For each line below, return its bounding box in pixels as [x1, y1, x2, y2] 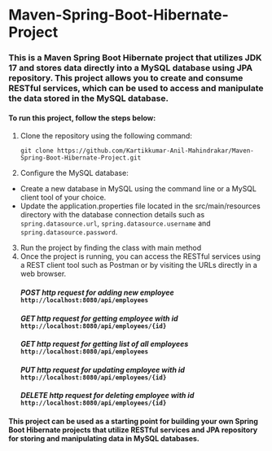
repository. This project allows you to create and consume [8, 72, 243, 84]
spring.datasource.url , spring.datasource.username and [20, 218, 211, 229]
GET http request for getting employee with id [20, 313, 178, 323]
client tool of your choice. [20, 193, 107, 203]
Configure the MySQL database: [20, 169, 129, 178]
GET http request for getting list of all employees [20, 339, 189, 349]
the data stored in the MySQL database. [8, 93, 169, 104]
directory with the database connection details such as [20, 210, 205, 220]
